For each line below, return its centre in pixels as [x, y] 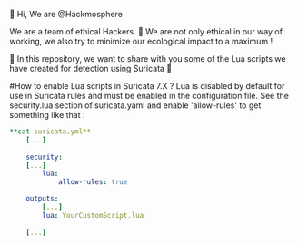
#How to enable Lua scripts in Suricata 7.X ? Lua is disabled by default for [147, 86]
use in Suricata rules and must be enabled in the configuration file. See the [149, 96]
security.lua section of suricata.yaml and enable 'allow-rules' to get [135, 105]
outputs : [42, 199]
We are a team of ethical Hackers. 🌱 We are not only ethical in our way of [146, 31]
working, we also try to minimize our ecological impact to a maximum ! [141, 41]
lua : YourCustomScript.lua [93, 215]
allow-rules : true [93, 182]
